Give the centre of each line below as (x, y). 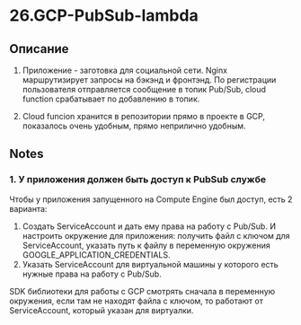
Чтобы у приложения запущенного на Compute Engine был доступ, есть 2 (151, 199)
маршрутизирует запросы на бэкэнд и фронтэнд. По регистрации (149, 80)
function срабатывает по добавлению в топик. (111, 99)
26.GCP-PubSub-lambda (104, 16)
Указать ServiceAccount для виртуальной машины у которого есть (150, 264)
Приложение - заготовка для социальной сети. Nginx (124, 70)
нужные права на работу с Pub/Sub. (92, 274)
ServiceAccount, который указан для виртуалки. (102, 310)
